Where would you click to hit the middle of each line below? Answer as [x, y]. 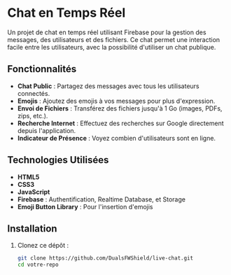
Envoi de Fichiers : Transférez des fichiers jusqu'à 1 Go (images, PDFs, [120, 108]
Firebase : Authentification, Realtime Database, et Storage [101, 199]
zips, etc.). [33, 115]
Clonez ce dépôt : [43, 246]
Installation [32, 228]
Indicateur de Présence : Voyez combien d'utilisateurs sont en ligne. [116, 138]
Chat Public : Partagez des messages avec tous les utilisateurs [108, 86]
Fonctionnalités [42, 69]
